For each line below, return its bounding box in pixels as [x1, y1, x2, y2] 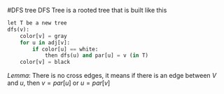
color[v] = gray [20, 32, 68, 39]
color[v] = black [20, 59, 71, 66]
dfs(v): [7, 26, 30, 33]
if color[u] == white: [32, 46, 99, 53]
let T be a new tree [7, 20, 68, 27]
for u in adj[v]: [20, 39, 71, 46]
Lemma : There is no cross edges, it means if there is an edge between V [7, 72, 217, 80]
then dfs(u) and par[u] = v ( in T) [44, 52, 149, 59]
